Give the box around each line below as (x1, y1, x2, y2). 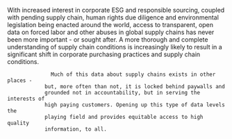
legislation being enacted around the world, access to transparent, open (7, 21, 214, 28)
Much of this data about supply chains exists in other (51, 71, 216, 78)
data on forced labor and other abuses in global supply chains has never (7, 28, 215, 36)
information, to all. (44, 126, 108, 133)
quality (7, 120, 30, 126)
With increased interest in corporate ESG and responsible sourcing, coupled (7, 6, 225, 14)
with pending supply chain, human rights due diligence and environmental (7, 13, 219, 22)
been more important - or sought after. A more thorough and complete (7, 35, 208, 44)
